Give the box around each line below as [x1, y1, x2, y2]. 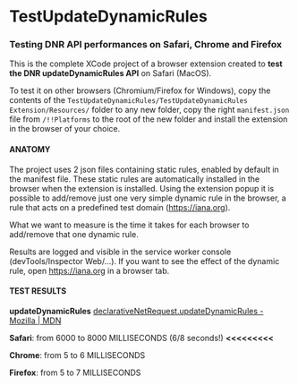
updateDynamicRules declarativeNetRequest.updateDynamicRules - [9, 305, 264, 316]
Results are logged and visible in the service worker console [9, 246, 232, 257]
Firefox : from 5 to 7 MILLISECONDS [9, 367, 141, 378]
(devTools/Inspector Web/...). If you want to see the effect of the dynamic [9, 255, 280, 266]
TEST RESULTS [9, 286, 67, 296]
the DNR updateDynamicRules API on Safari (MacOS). [9, 68, 212, 79]
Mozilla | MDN [9, 315, 62, 326]
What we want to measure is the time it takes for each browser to [9, 219, 250, 230]
